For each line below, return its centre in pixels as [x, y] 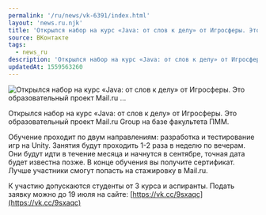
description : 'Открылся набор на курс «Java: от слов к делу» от [118, 60]
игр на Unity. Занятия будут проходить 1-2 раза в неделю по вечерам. [127, 145]
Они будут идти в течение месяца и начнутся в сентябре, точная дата [127, 153]
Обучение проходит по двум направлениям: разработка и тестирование [131, 137]
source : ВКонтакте [38, 38]
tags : [17, 45]
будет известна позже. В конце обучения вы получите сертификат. [122, 162]
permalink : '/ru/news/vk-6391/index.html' [79, 15]
